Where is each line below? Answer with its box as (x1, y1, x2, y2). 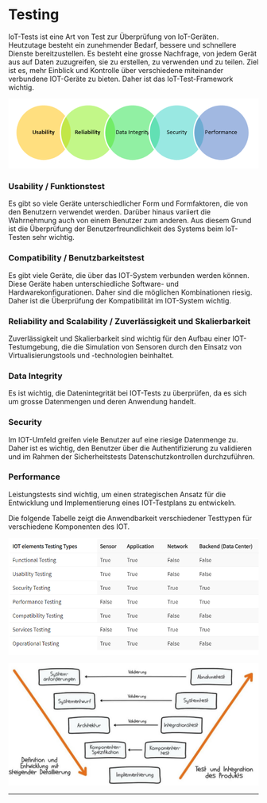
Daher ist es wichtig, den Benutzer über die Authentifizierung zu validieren (8, 443, 253, 453)
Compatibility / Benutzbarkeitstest (8, 253, 145, 264)
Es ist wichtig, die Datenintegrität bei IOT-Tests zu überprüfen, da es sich (8, 388, 247, 398)
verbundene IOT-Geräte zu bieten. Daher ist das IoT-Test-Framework (8, 74, 234, 83)
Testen (8, 233, 31, 242)
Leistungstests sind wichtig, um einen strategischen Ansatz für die (8, 489, 226, 499)
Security (8, 417, 42, 428)
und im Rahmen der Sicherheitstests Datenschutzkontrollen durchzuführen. (8, 451, 255, 461)
